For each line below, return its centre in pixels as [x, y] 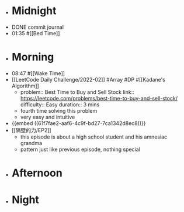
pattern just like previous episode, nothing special [80, 149]
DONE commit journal [38, 27]
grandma [31, 143]
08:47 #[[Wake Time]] [38, 73]
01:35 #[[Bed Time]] [36, 33]
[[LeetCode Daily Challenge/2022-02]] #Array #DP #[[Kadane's [88, 79]
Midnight [34, 11]
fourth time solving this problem [59, 110]
